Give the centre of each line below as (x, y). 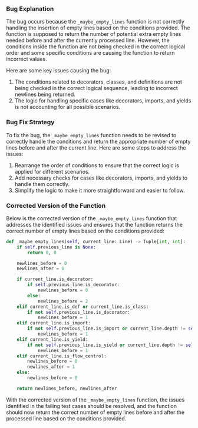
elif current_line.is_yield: (52, 339)
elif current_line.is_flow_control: (62, 356)
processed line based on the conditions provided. (66, 418)
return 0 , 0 (42, 253)
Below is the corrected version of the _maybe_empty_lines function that (92, 218)
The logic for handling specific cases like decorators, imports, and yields (103, 101)
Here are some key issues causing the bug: (59, 71)
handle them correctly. (42, 184)
